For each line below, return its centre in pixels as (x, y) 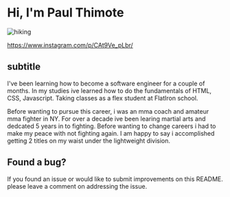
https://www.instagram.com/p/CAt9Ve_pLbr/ (70, 45)
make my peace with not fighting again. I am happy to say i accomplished (111, 133)
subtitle (24, 67)
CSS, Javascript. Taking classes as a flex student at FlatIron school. (103, 98)
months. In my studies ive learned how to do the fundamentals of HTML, (109, 90)
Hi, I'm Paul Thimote (66, 13)
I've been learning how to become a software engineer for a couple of (106, 83)
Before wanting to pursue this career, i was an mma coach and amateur (108, 111)
